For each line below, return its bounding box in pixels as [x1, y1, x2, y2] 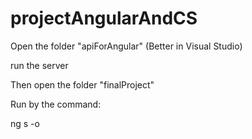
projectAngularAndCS [10, 7, 198, 30]
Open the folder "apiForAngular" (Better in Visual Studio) [10, 40, 243, 52]
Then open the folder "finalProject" [10, 78, 155, 91]
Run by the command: [10, 98, 102, 110]
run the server [10, 59, 69, 71]
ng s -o [10, 117, 40, 129]
